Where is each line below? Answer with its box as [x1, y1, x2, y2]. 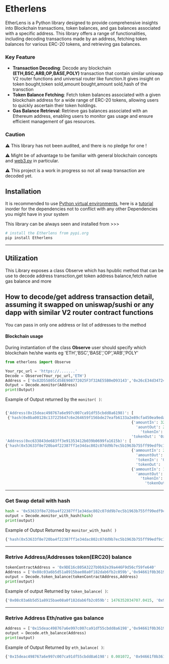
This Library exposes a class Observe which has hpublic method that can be [5, 267, 164, 273]
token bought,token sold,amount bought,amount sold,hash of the [12, 81, 147, 87]
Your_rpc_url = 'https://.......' [5, 368, 78, 374]
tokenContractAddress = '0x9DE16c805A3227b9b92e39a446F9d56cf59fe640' [5, 565, 156, 570]
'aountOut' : [135, 425, 161, 430]
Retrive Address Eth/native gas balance [5, 614, 104, 621]
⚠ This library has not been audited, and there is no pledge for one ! [5, 142, 147, 148]
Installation [5, 187, 41, 196]
